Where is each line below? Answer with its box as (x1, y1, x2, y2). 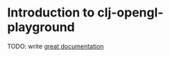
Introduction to (7, 5, 95, 21)
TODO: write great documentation (7, 42, 104, 50)
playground (7, 19, 75, 35)
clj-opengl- (96, 5, 164, 21)
